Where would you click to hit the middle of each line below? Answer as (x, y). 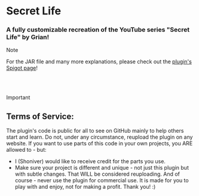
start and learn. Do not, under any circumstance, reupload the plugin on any (99, 137)
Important (18, 97)
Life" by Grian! (28, 37)
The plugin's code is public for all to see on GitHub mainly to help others (95, 131)
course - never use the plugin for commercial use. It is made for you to (102, 180)
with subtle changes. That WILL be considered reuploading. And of (97, 174)
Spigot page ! (22, 68)
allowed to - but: (26, 150)
